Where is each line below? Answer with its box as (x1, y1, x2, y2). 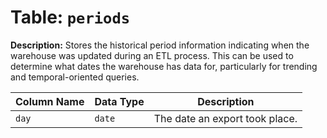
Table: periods (10, 6, 131, 29)
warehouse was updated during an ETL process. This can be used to (10, 49, 294, 61)
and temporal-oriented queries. (10, 71, 140, 83)
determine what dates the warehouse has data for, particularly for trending (10, 60, 318, 72)
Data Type (94, 94, 145, 108)
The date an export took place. (153, 111, 298, 125)
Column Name (15, 94, 85, 108)
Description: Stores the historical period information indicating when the (10, 39, 310, 51)
